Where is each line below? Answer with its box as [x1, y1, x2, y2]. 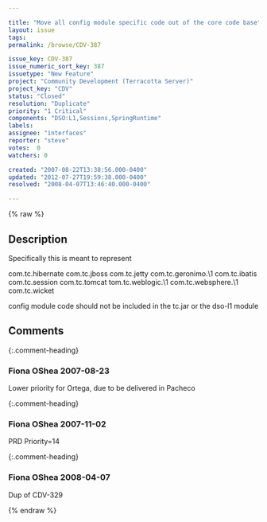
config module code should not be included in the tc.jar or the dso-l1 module [8, 301, 259, 310]
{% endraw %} [8, 505, 57, 515]
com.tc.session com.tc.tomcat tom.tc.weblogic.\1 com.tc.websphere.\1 [8, 277, 238, 286]
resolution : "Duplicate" [8, 99, 91, 107]
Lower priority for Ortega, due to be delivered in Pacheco [8, 384, 196, 393]
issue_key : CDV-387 [8, 55, 73, 64]
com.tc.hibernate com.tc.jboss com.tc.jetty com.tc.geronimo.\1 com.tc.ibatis [8, 268, 257, 279]
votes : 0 [8, 144, 41, 152]
